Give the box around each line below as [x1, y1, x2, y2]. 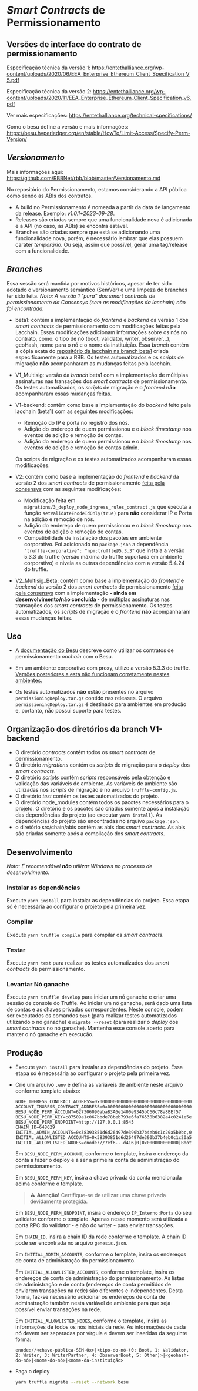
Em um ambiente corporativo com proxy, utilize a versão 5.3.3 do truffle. [15, 664, 190, 671]
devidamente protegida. [29, 1198, 88, 1205]
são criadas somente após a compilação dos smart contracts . [15, 830, 165, 837]
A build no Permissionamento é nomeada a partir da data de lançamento [15, 203, 191, 210]
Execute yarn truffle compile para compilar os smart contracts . [6, 931, 164, 938]
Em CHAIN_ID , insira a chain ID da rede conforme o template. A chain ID [15, 1233, 187, 1240]
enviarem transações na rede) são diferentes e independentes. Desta [15, 1287, 183, 1294]
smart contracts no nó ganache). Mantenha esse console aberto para [6, 1024, 175, 1032]
